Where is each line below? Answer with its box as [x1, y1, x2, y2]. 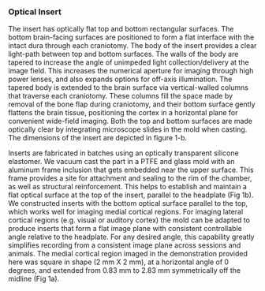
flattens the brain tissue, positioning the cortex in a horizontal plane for [8, 108, 238, 118]
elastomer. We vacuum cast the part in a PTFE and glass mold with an [8, 157, 235, 166]
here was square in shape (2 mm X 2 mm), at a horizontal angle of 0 [8, 257, 230, 267]
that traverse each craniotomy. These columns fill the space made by [8, 91, 233, 101]
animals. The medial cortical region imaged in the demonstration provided [8, 249, 248, 259]
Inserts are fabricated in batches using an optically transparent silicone [8, 148, 239, 158]
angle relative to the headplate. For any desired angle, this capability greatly [8, 232, 255, 242]
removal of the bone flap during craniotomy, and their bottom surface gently [8, 99, 256, 109]
